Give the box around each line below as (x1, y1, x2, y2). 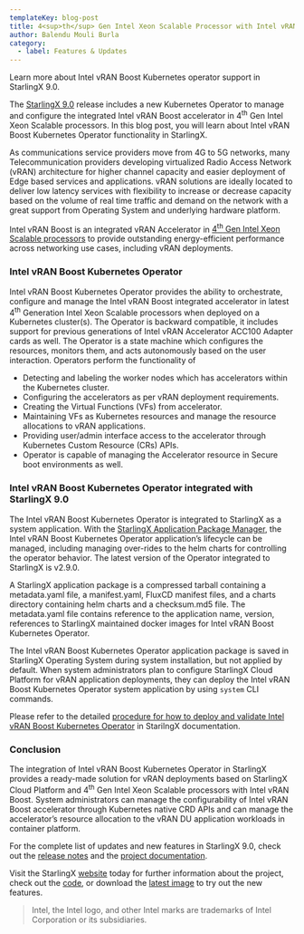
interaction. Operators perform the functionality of (9, 355, 196, 366)
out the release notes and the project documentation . (9, 850, 208, 861)
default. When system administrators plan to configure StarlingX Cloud (9, 664, 273, 675)
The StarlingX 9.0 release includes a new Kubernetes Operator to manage (9, 99, 285, 110)
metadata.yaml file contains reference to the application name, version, (9, 608, 275, 619)
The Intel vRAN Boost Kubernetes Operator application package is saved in (9, 645, 290, 656)
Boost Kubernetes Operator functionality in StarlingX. (9, 129, 208, 140)
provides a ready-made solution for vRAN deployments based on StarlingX (9, 773, 288, 784)
